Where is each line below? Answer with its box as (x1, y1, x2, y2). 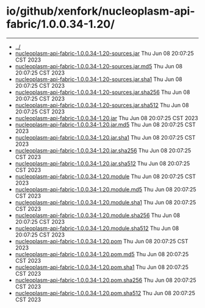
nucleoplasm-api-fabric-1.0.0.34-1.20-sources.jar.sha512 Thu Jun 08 (15, 101, 189, 109)
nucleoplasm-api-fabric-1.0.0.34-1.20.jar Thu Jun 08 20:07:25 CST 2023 (15, 114, 198, 121)
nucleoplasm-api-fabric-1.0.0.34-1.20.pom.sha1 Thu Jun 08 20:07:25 (15, 263, 189, 271)
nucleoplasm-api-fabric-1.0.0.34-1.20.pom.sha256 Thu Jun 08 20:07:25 (15, 276, 196, 284)
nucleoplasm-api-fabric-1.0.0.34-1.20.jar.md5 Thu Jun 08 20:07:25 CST (15, 121, 196, 128)
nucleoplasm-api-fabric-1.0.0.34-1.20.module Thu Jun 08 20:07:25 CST (15, 173, 196, 180)
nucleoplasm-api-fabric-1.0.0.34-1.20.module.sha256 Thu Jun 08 (15, 212, 181, 219)
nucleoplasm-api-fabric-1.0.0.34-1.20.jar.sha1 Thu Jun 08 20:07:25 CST (15, 134, 196, 141)
